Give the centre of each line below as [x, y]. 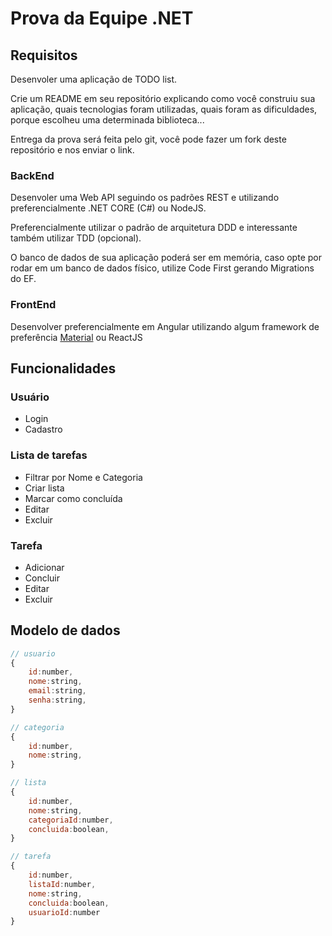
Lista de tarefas [49, 455]
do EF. [23, 279]
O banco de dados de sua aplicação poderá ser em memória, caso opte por [166, 258]
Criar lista [44, 488]
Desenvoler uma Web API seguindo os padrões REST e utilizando [145, 198]
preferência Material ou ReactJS [76, 337]
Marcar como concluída [73, 498]
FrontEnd [33, 305]
